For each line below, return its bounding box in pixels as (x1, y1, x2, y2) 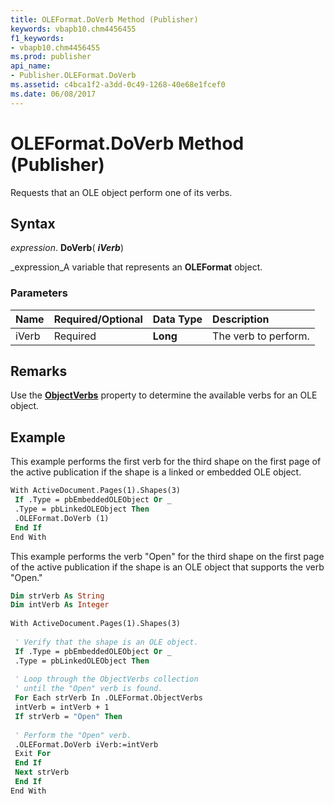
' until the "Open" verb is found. (14, 684, 163, 694)
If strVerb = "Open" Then (14, 711, 123, 721)
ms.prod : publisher (10, 52, 92, 62)
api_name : (10, 61, 52, 71)
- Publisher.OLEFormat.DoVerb (10, 71, 137, 81)
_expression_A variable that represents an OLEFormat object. (10, 261, 263, 273)
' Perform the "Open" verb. (14, 730, 132, 740)
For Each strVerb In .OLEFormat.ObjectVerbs (14, 693, 203, 703)
